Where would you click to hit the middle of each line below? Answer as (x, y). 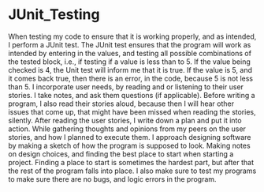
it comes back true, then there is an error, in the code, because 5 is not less (131, 78)
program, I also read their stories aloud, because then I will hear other (121, 104)
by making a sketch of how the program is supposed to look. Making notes (129, 145)
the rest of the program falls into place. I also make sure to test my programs (132, 171)
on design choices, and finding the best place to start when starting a (121, 154)
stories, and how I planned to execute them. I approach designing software (130, 137)
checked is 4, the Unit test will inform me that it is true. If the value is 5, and (130, 70)
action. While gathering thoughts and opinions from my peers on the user (127, 129)
